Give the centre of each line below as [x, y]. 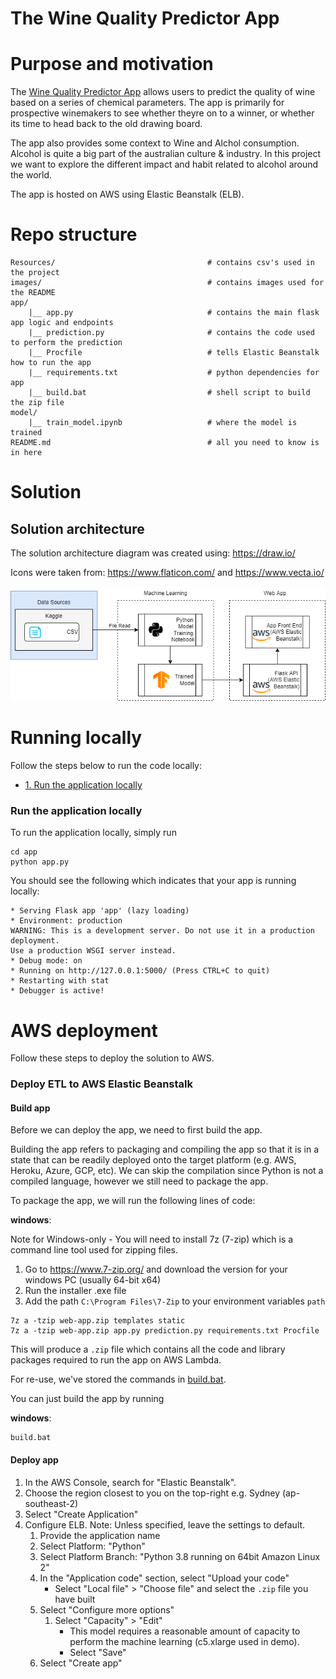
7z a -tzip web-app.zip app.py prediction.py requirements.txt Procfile [165, 1331]
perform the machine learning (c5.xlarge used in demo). [184, 1641]
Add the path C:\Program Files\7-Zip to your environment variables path [175, 1301]
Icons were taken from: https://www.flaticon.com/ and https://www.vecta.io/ [167, 573]
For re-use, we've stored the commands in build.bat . [118, 1379]
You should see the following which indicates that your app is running [153, 881]
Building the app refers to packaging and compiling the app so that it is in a [165, 1149]
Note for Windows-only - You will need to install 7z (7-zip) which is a [152, 1239]
